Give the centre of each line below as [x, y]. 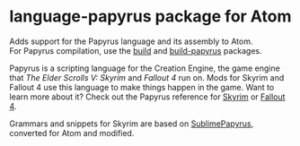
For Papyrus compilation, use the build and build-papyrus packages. [136, 50]
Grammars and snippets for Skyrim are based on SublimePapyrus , [132, 124]
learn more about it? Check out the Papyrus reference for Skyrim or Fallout [147, 97]
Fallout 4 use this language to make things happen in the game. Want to [142, 87]
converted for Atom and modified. [72, 133]
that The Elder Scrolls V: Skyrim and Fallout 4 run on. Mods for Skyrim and [147, 77]
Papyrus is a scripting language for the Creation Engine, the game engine [145, 68]
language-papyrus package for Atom [150, 17]
